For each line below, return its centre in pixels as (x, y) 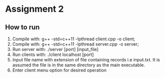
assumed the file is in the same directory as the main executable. (79, 65)
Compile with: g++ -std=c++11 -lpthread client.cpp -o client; (74, 39)
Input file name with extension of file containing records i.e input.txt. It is (86, 60)
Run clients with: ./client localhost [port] (53, 54)
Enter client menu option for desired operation (59, 70)
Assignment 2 (34, 9)
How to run (23, 27)
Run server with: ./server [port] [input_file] (55, 49)
